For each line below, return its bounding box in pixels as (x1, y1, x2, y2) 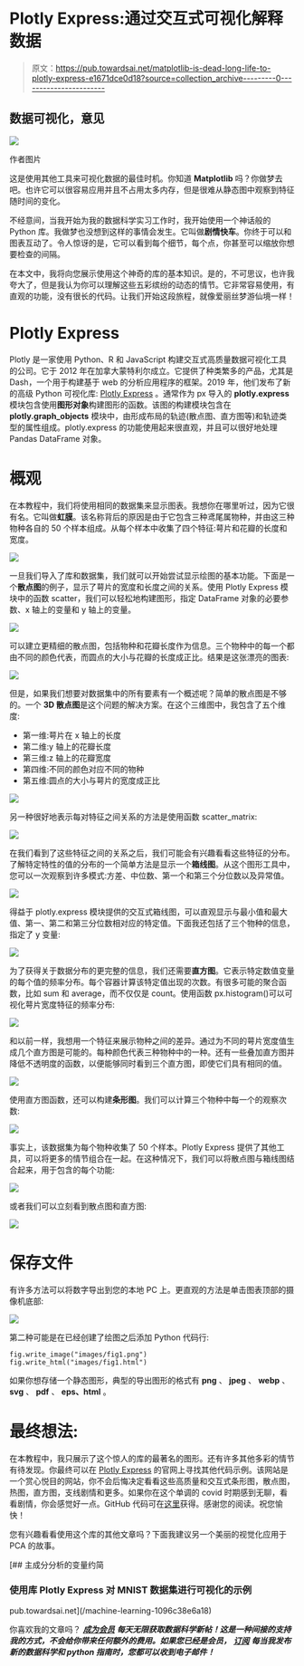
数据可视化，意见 (9, 110, 105, 127)
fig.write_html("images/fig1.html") (9, 1357, 147, 1367)
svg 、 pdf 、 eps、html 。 (9, 1386, 111, 1397)
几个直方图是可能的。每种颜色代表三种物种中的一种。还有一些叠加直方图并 (16, 1047, 295, 1058)
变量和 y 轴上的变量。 (55, 604, 137, 615)
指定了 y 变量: (9, 929, 61, 940)
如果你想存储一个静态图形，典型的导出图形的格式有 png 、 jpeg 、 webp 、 (9, 1374, 290, 1385)
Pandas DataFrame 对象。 (9, 433, 107, 444)
